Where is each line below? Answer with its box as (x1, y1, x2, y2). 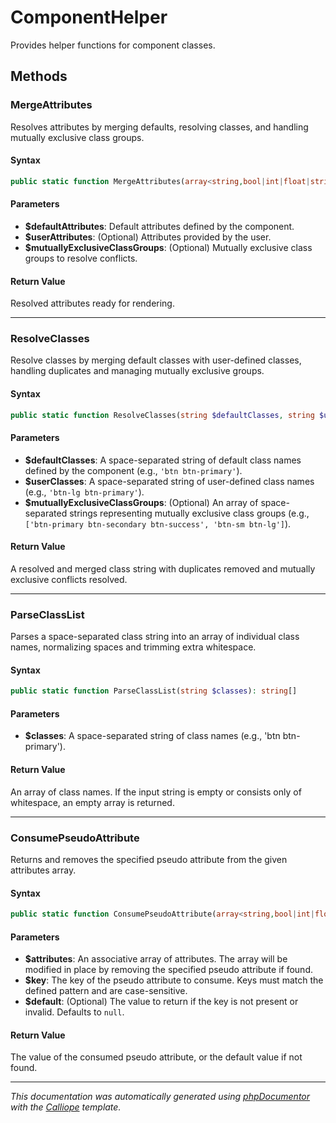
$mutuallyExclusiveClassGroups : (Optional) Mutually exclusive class (24, 241, 313, 253)
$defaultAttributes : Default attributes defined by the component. (24, 220, 295, 232)
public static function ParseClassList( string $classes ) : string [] (10, 686, 298, 696)
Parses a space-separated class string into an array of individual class (10, 631, 300, 643)
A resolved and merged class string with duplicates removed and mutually (10, 562, 316, 575)
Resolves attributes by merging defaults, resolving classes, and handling (10, 121, 309, 133)
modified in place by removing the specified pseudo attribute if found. (24, 964, 313, 976)
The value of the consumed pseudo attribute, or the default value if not (10, 1051, 303, 1063)
